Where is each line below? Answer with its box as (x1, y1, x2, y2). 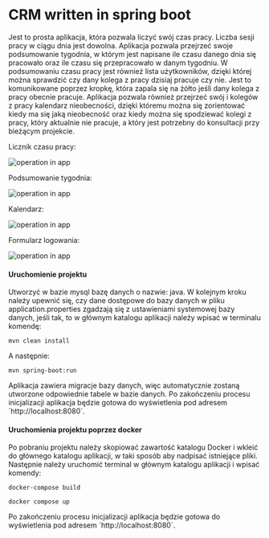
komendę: (8, 322, 42, 331)
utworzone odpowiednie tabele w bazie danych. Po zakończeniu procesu (8, 389, 251, 399)
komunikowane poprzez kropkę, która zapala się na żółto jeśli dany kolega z (8, 83, 259, 93)
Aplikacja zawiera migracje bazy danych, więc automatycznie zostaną (8, 380, 240, 391)
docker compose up (8, 498, 70, 506)
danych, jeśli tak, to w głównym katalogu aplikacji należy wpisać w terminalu (8, 313, 261, 322)
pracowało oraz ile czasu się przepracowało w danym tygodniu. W (8, 58, 228, 68)
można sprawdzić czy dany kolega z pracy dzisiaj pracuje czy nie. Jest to (8, 75, 251, 84)
